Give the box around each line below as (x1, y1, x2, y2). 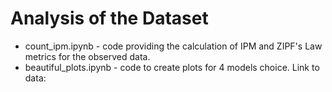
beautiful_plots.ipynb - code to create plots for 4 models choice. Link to (24, 61, 320, 73)
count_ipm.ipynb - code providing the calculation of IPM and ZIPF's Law (24, 40, 323, 52)
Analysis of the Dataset (10, 7, 209, 30)
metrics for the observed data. (24, 50, 151, 62)
